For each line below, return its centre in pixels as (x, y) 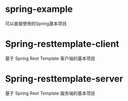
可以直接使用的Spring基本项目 (36, 23)
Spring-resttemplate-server (64, 79)
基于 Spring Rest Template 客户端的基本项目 (50, 58)
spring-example (39, 9)
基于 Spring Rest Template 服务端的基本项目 (50, 93)
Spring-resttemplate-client (62, 44)
